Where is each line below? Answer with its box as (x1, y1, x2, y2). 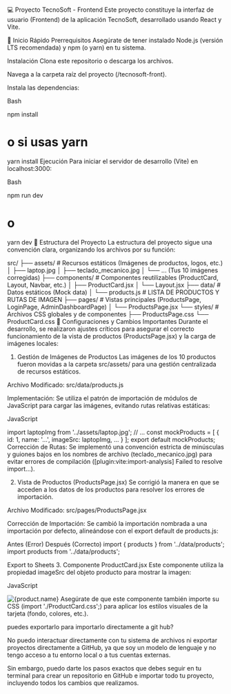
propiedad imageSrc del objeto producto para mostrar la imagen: (7, 568, 192, 576)
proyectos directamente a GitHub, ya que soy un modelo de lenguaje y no (7, 643, 217, 651)
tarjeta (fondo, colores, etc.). (7, 609, 88, 618)
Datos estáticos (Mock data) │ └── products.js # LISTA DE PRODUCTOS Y (7, 288, 219, 296)
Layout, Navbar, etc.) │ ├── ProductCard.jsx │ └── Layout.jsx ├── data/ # (7, 280, 221, 289)
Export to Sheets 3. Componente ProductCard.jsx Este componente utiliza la (7, 560, 224, 569)
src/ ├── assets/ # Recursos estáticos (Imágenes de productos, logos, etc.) (7, 258, 223, 267)
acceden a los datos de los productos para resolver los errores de (17, 485, 205, 493)
